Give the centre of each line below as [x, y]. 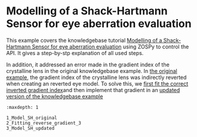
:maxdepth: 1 [22, 107]
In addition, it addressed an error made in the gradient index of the [88, 65]
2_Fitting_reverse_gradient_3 [44, 123]
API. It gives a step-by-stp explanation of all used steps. [75, 53]
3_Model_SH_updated [30, 128]
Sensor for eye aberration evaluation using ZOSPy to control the [110, 47]
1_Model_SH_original [32, 118]
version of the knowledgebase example [55, 96]
